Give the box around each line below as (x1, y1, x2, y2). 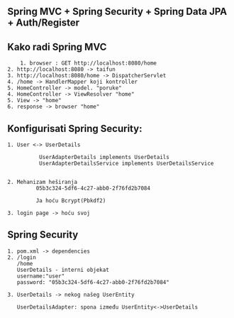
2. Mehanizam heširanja (7, 179, 78, 186)
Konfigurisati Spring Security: (7, 122, 143, 134)
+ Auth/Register (7, 17, 80, 29)
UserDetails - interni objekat (16, 266, 110, 273)
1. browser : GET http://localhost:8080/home (20, 60, 157, 67)
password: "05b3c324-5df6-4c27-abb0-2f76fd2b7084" (16, 278, 170, 286)
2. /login (7, 253, 37, 261)
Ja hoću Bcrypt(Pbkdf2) (35, 197, 106, 204)
